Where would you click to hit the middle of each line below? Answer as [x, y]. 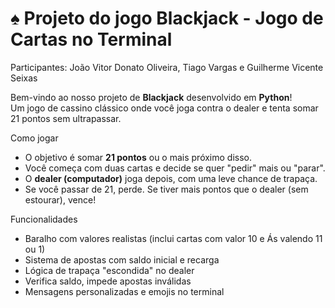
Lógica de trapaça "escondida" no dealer [109, 270]
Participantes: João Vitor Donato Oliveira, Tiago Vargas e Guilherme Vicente [167, 67]
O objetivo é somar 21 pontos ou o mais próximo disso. [138, 157]
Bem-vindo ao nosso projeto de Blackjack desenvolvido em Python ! [151, 97]
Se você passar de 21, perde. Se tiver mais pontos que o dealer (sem [166, 189]
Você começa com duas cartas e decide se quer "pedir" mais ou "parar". [175, 168]
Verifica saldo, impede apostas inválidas [108, 281]
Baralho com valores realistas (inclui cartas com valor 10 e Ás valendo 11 [173, 238]
